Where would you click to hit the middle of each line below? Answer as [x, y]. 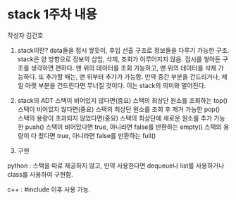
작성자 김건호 [25, 35]
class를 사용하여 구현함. [40, 174]
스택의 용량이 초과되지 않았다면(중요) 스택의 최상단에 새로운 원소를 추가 [115, 118]
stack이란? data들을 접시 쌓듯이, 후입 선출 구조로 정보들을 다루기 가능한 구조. [123, 50]
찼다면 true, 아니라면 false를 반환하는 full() [97, 135]
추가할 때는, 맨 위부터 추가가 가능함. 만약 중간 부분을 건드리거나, [133, 76]
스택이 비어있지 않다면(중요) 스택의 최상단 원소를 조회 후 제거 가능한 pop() [119, 109]
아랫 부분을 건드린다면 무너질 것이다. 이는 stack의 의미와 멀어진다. [116, 85]
